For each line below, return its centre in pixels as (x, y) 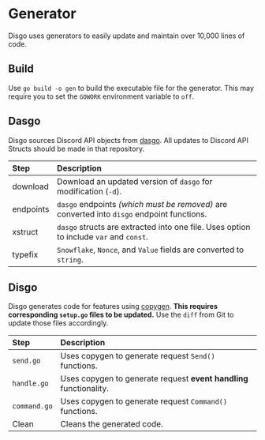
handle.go (30, 384)
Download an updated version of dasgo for (134, 181)
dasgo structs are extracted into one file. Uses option (153, 227)
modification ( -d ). (89, 191)
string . (70, 259)
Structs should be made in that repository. (76, 149)
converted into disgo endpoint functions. (132, 214)
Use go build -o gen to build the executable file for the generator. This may (131, 88)
